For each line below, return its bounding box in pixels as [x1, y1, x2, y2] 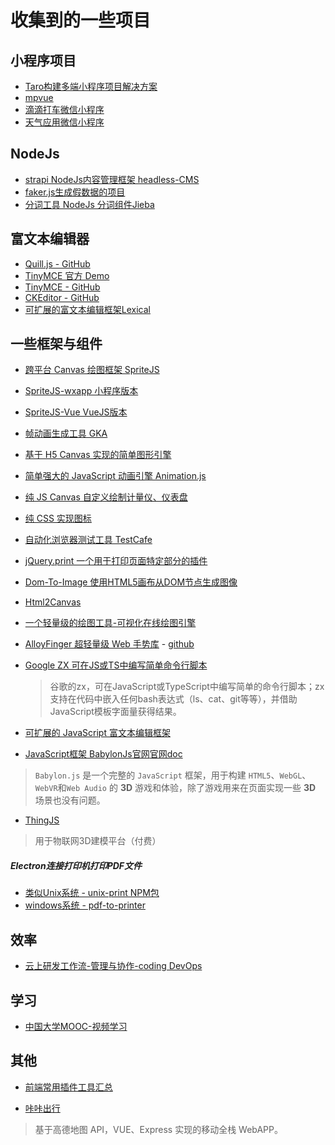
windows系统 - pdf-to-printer [24, 899, 146, 911]
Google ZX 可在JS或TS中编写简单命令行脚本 [24, 659, 208, 671]
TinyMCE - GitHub [24, 281, 101, 293]
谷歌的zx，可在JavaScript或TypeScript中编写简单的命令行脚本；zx [49, 681, 325, 693]
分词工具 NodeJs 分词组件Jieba [24, 198, 155, 210]
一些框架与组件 [10, 336, 103, 353]
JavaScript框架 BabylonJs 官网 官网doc [24, 748, 183, 760]
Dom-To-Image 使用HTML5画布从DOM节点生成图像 [24, 576, 238, 588]
